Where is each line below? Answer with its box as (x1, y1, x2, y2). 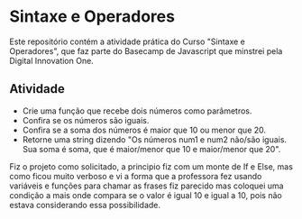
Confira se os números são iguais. (22, 114, 150, 125)
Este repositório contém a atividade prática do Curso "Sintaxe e (9, 36, 246, 47)
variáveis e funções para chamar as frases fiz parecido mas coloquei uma (9, 180, 284, 191)
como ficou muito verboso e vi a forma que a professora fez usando (9, 170, 262, 181)
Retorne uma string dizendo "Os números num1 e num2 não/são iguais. (22, 133, 287, 145)
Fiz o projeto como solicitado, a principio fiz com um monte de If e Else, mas (9, 160, 293, 172)
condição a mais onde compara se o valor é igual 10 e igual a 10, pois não (9, 189, 282, 200)
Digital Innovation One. (9, 55, 95, 66)
